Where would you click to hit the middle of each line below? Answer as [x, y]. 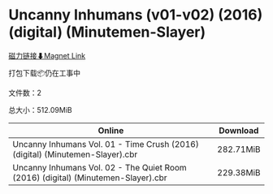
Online [111, 130]
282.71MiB [239, 149]
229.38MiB [239, 172]
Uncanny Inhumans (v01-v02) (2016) [136, 15]
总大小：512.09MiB [40, 110]
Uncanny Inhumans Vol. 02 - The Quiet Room [100, 167]
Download [239, 130]
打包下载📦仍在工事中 [45, 73]
